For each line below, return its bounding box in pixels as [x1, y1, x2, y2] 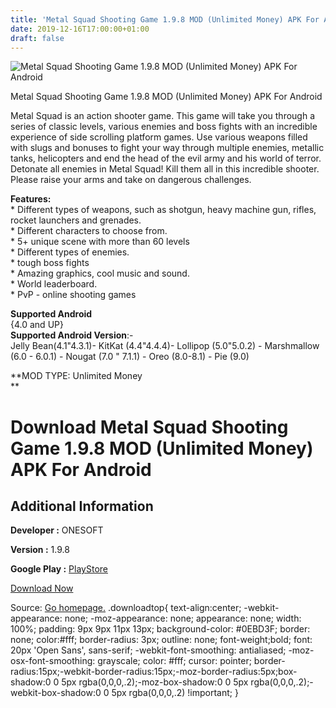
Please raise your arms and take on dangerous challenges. [10, 174, 252, 186]
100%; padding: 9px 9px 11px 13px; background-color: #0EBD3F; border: [10, 623, 311, 635]
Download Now [10, 582, 74, 595]
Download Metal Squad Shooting [10, 416, 289, 438]
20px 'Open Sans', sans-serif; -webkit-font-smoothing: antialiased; [10, 644, 287, 656]
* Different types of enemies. [10, 246, 130, 258]
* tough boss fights [10, 257, 90, 269]
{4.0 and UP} [10, 319, 64, 331]
